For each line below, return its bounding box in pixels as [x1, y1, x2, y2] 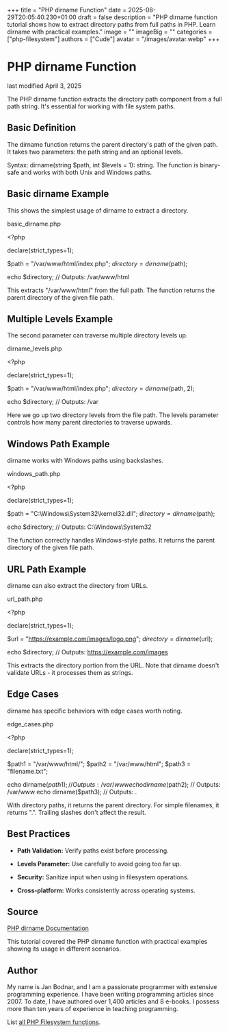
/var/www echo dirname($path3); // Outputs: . [7, 787, 137, 796]
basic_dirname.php [7, 219, 62, 228]
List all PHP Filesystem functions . [7, 1018, 101, 1026]
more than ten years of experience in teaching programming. [7, 1005, 179, 1013]
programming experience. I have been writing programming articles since [7, 990, 214, 999]
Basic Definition [7, 122, 77, 134]
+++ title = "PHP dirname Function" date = [7, 6, 127, 14]
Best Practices [7, 828, 70, 840]
